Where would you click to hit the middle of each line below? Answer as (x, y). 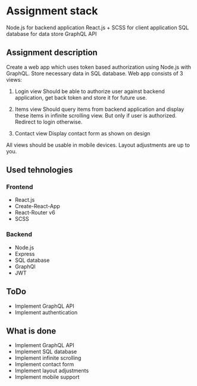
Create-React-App (37, 206)
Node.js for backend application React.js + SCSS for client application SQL (98, 27)
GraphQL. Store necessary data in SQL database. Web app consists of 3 (95, 73)
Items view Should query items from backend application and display (99, 109)
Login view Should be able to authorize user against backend (90, 91)
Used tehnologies (40, 170)
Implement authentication (46, 312)
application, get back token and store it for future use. (81, 97)
